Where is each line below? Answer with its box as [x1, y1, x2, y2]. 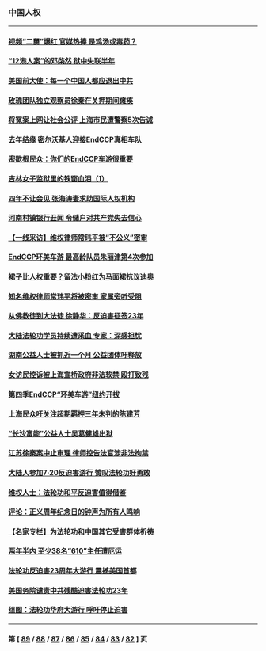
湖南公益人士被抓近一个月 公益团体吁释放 [8, 350, 142, 360]
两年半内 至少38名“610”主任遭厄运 [8, 546, 123, 556]
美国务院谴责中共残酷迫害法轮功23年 [8, 585, 128, 595]
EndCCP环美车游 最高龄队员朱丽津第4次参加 [8, 252, 154, 262]
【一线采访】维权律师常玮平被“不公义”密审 [8, 232, 148, 242]
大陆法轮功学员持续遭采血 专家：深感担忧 [8, 330, 142, 340]
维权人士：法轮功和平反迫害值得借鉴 [8, 487, 127, 497]
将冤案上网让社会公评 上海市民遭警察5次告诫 [8, 115, 154, 124]
